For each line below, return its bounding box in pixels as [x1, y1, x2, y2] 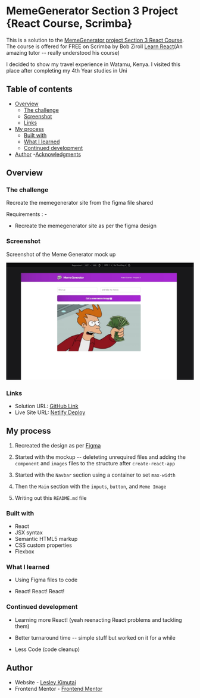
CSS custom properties [14, 542, 73, 549]
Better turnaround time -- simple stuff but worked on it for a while [14, 634, 176, 641]
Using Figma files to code [14, 576, 78, 584]
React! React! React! [14, 588, 65, 595]
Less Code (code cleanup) [14, 646, 80, 653]
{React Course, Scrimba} [6, 17, 133, 30]
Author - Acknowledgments [14, 151, 82, 158]
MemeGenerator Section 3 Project [6, 4, 179, 18]
